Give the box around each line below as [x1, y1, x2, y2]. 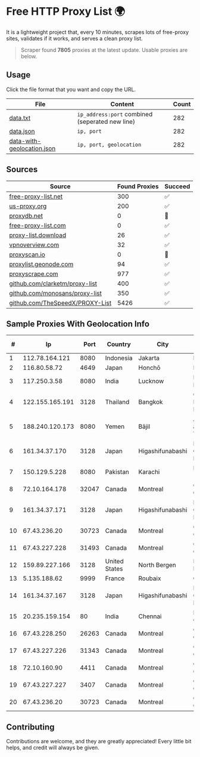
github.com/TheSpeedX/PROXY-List [9, 298, 112, 307]
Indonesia [105, 354, 133, 362]
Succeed [164, 182, 190, 191]
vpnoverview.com [9, 241, 60, 249]
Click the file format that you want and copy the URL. [6, 86, 136, 93]
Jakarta [138, 354, 160, 362]
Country [107, 340, 131, 348]
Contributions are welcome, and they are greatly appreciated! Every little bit [6, 738, 192, 745]
